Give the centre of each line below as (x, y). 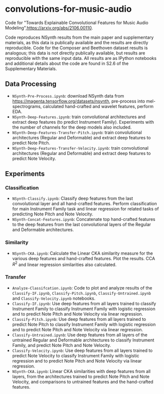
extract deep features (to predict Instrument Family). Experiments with (83, 122)
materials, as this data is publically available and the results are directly (77, 42)
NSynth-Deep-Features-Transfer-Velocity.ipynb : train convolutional (80, 148)
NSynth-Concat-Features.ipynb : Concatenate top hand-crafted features (84, 219)
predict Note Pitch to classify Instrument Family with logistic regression (84, 324)
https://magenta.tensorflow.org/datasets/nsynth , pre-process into (79, 101)
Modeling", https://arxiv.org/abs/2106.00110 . (49, 27)
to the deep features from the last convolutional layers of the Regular (82, 225)
